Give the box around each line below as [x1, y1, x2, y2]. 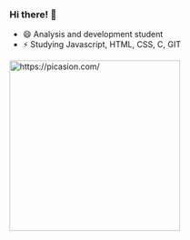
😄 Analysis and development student [22, 29, 164, 40]
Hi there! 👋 [9, 8, 57, 21]
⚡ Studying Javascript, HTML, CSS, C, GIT [22, 39, 182, 50]
